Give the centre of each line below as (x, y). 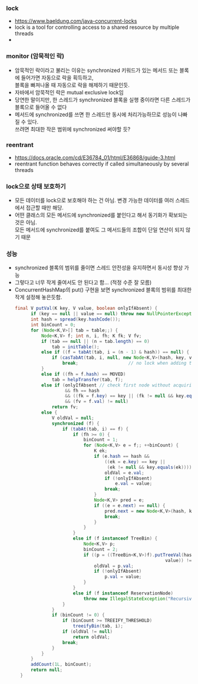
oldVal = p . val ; (114, 566)
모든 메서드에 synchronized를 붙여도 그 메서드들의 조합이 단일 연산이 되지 (99, 230)
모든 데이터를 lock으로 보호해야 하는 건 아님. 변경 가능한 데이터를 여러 (94, 200)
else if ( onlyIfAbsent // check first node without (106, 385)
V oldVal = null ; (73, 418)
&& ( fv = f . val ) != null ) (96, 402)
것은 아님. (26, 223)
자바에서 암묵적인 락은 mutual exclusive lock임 (69, 92)
